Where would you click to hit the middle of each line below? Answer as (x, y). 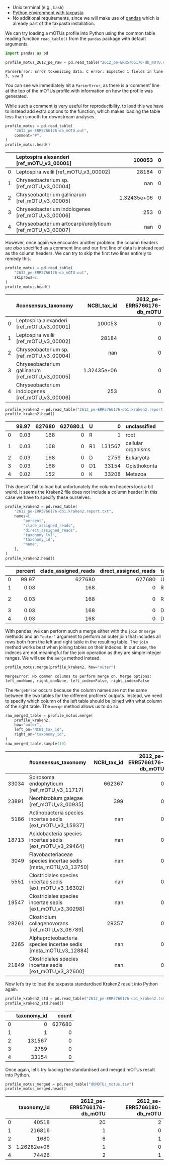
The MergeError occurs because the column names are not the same (76, 690)
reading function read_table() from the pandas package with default (76, 38)
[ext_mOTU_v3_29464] (57, 846)
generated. (17, 96)
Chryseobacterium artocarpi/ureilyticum (63, 224)
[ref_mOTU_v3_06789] (56, 929)
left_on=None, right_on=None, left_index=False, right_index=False (77, 681)
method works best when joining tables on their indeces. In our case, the (81, 647)
